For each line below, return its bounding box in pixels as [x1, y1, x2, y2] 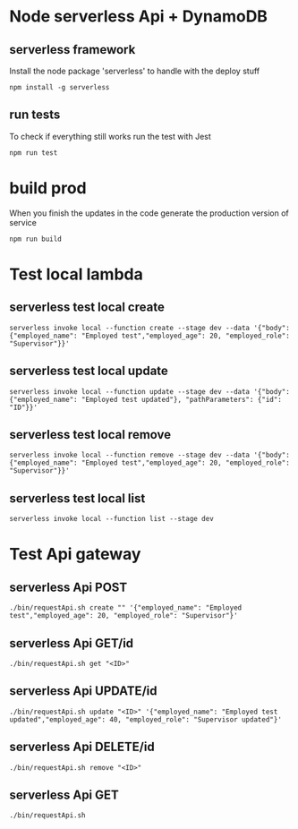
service [9, 217, 38, 227]
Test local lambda [9, 264, 143, 284]
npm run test [9, 148, 58, 158]
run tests [9, 107, 61, 123]
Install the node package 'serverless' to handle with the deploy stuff [9, 65, 260, 76]
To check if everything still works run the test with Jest [9, 131, 212, 141]
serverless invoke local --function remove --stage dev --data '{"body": [9, 450, 291, 460]
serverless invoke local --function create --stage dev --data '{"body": [9, 323, 291, 332]
